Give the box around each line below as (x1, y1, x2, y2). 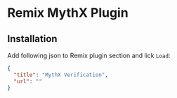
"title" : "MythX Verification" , (13, 71, 109, 78)
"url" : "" (13, 78, 42, 85)
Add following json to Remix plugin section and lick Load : (7, 51, 171, 59)
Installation (7, 33, 58, 45)
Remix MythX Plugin (7, 5, 129, 21)
